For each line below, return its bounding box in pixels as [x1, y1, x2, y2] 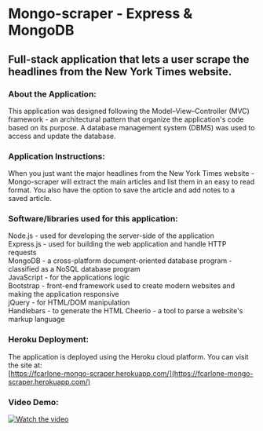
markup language [8, 315, 65, 324]
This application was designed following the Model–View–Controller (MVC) [8, 106, 250, 115]
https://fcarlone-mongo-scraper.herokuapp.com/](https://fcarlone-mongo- [10, 368, 254, 378]
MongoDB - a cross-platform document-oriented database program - [8, 256, 233, 265]
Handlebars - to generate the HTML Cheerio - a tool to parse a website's [8, 306, 243, 316]
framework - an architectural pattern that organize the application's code [8, 115, 245, 124]
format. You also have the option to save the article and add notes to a [8, 185, 236, 195]
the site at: [8, 360, 42, 370]
